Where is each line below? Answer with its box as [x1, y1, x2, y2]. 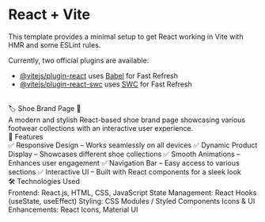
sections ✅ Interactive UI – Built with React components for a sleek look [8, 166, 241, 176]
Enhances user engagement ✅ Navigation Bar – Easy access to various [8, 158, 240, 167]
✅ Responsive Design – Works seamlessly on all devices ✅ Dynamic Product [8, 140, 258, 150]
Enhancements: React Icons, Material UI [8, 205, 138, 214]
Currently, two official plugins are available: [8, 55, 150, 65]
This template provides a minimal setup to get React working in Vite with [8, 32, 244, 41]
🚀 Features [8, 132, 44, 141]
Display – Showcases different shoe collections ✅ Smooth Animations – [8, 149, 240, 159]
